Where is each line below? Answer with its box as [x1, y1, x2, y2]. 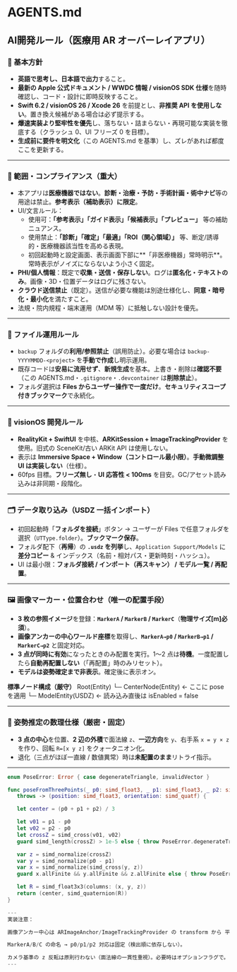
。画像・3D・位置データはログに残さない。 [23, 277, 150, 286]
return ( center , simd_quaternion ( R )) [16, 890, 128, 897]
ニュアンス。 [28, 224, 66, 233]
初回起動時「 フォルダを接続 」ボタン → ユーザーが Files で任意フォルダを [17, 525, 230, 533]
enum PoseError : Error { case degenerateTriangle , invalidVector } [7, 773, 210, 780]
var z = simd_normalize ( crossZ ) [16, 850, 112, 858]
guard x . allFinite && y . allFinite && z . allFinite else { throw [16, 871, 207, 878]
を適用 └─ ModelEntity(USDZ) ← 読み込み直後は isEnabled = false [7, 691, 199, 700]
